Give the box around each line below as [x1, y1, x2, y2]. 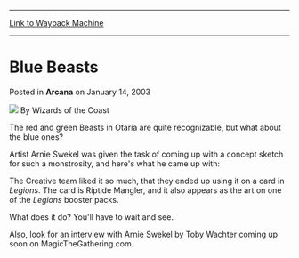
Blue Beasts [9, 57, 100, 77]
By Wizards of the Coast [20, 104, 109, 116]
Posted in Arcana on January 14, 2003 [9, 86, 151, 97]
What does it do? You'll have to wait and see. [9, 211, 174, 222]
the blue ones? [9, 131, 64, 142]
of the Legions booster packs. [9, 194, 119, 205]
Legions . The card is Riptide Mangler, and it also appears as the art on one [9, 184, 282, 196]
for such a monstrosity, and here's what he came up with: [9, 157, 221, 169]
